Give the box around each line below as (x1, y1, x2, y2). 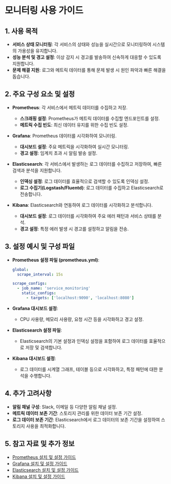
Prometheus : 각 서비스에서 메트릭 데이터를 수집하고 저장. (12, 104, 128, 110)
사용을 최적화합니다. (26, 423, 66, 429)
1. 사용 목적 (5, 27, 38, 35)
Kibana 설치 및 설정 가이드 (12, 473, 66, 479)
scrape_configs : (12, 281, 47, 286)
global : (12, 267, 29, 272)
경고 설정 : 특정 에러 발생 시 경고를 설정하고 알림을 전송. (19, 225, 129, 231)
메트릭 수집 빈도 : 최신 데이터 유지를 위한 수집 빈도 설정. (19, 122, 129, 128)
